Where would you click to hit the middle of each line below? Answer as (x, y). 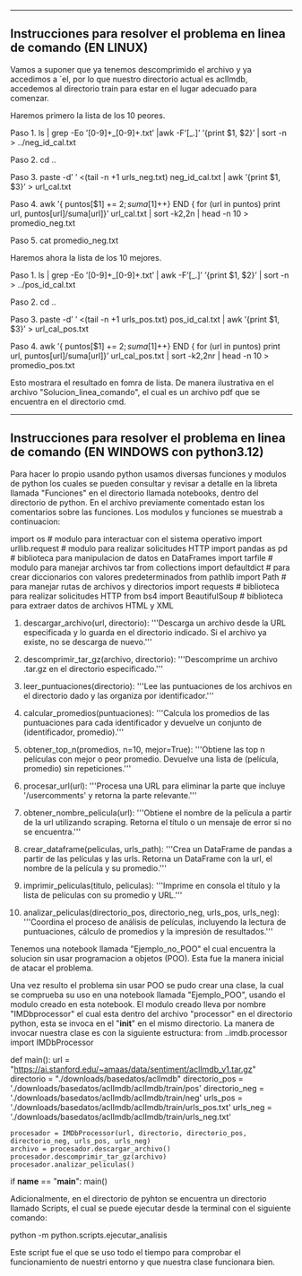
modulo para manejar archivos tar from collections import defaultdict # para (150, 567)
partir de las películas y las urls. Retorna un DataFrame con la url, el (147, 858)
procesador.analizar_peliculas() (73, 1164)
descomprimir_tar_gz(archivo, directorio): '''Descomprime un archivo (151, 659)
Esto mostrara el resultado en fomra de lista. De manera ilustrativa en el (142, 383)
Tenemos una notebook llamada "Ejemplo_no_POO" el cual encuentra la (143, 948)
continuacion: (35, 522)
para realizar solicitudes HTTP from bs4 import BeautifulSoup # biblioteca (147, 596)
